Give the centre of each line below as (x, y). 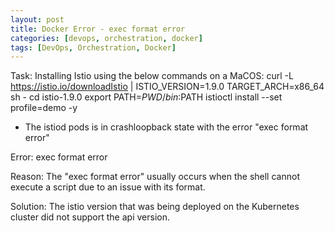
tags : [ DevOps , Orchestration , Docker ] (93, 47)
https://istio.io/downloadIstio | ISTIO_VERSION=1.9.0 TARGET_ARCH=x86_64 (167, 87)
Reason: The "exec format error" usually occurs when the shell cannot (155, 177)
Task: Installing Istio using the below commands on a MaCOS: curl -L (152, 76)
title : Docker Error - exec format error (98, 29)
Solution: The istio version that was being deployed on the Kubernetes (155, 207)
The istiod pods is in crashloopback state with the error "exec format (166, 127)
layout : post (37, 19)
